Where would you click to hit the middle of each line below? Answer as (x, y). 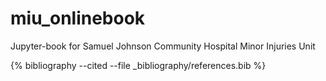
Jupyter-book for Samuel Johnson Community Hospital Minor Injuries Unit (163, 46)
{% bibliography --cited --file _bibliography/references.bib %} (138, 65)
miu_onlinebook (78, 18)
